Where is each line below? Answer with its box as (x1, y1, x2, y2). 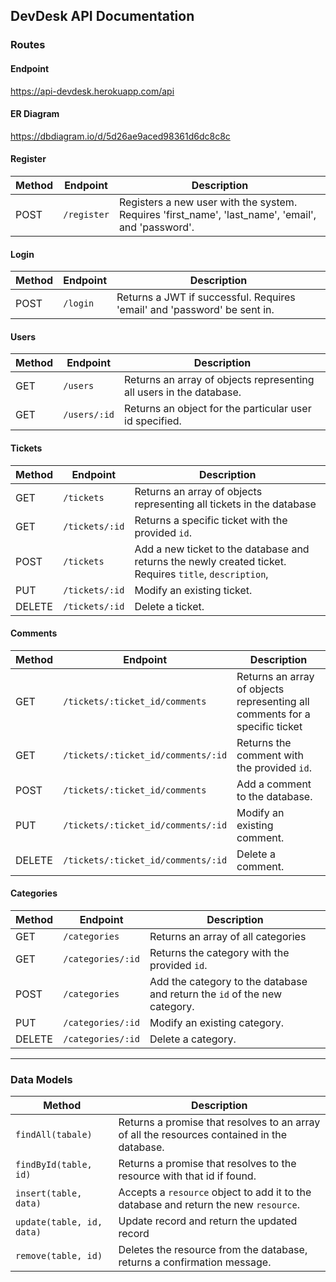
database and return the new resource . (118, 1198, 300, 1212)
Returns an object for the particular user (124, 402, 312, 416)
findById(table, (15, 1159, 93, 1171)
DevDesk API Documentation (10, 8, 195, 25)
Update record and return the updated (118, 1214, 298, 1228)
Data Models (10, 1072, 73, 1086)
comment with (236, 748, 304, 762)
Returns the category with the (149, 945, 290, 959)
